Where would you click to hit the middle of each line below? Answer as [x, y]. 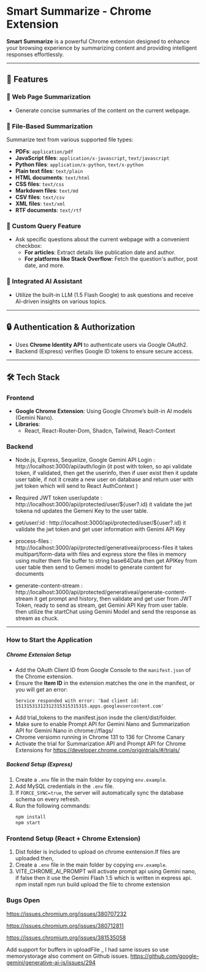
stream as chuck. [37, 619]
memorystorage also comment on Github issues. [68, 956]
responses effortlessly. [35, 54]
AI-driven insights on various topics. [61, 301]
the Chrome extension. [44, 677]
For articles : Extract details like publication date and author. [100, 252]
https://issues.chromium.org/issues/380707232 [67, 914]
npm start [28, 823]
